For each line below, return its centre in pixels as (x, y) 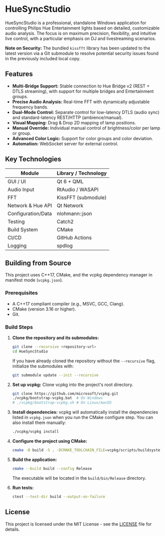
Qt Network (70, 205)
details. (13, 529)
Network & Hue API (30, 205)
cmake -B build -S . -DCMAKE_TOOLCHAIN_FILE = (60, 450)
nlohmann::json (74, 213)
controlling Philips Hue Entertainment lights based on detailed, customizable (82, 28)
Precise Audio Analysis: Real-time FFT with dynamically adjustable (81, 102)
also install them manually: (39, 422)
